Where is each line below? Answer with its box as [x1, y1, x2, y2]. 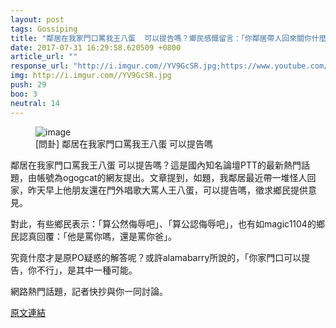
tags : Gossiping [10, 24, 78, 34]
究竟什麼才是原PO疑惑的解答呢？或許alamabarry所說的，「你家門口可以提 [10, 251, 311, 263]
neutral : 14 [10, 98, 60, 108]
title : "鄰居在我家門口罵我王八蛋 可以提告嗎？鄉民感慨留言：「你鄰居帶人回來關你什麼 [10, 33, 327, 43]
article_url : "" [10, 52, 78, 62]
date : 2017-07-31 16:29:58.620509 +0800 [10, 42, 182, 53]
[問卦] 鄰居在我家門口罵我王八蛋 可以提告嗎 [35, 137, 214, 150]
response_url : [10, 61, 70, 71]
